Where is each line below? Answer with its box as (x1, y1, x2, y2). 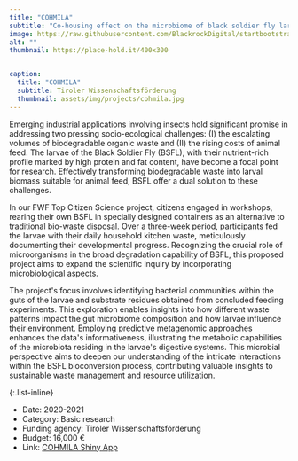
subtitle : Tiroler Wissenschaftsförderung (17, 86, 176, 95)
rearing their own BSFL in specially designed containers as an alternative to (9, 211, 286, 222)
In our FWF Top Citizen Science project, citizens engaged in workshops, (9, 201, 273, 213)
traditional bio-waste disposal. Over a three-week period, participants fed (9, 221, 278, 231)
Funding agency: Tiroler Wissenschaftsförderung (21, 423, 201, 434)
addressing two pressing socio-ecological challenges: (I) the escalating (9, 128, 271, 138)
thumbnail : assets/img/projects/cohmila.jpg (17, 94, 184, 103)
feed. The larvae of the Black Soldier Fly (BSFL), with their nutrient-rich (9, 147, 269, 158)
